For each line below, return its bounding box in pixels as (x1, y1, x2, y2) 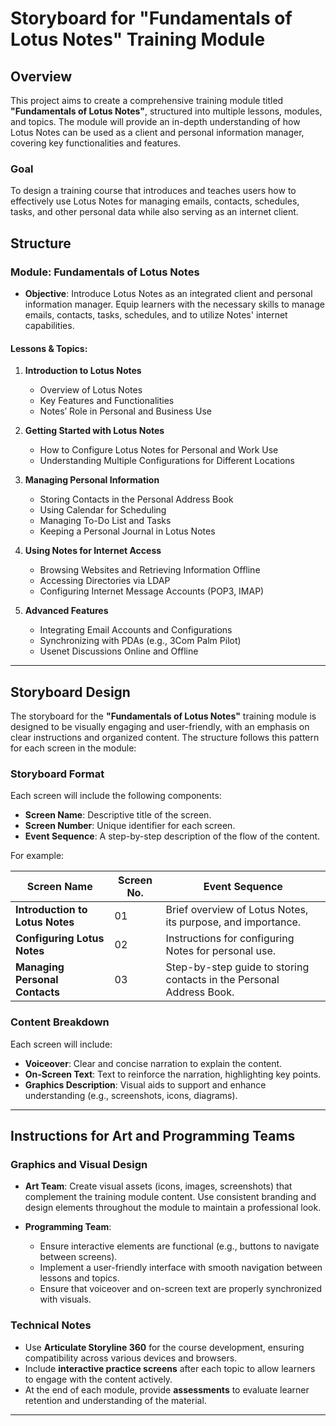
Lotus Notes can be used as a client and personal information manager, (10, 127, 305, 138)
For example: (10, 850, 65, 862)
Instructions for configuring (165, 932, 295, 946)
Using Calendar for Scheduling (39, 504, 167, 516)
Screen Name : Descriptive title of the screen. (24, 809, 212, 821)
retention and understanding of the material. (24, 1394, 207, 1406)
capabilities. (24, 319, 75, 331)
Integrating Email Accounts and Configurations (39, 624, 233, 636)
